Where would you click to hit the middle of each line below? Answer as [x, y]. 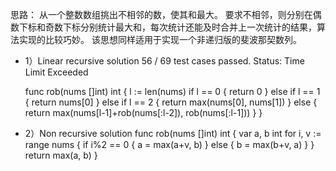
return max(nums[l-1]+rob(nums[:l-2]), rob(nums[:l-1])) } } [143, 112]
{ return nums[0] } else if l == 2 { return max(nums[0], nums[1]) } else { [171, 102]
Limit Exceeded [56, 72]
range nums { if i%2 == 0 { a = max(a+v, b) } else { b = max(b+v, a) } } [169, 144]
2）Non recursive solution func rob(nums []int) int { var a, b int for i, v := [173, 133]
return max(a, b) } [61, 155]
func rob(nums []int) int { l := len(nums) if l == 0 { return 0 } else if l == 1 [172, 91]
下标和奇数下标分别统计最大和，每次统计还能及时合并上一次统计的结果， [167, 27]
